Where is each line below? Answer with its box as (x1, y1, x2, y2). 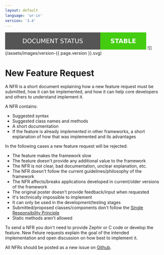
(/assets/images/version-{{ (5, 50, 60, 56)
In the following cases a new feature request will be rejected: (5, 143, 128, 149)
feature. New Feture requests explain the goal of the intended (5, 230, 129, 236)
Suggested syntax (12, 113, 49, 119)
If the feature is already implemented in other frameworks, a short (12, 129, 145, 135)
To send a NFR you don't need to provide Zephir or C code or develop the (5, 225, 154, 231)
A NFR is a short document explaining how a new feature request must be (5, 84, 154, 90)
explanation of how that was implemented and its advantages (12, 134, 136, 139)
